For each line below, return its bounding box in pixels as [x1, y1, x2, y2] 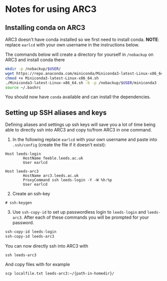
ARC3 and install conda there [5, 57, 65, 63]
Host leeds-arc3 [5, 169, 39, 174]
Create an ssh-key [12, 191, 51, 197]
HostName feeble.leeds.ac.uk [23, 156, 83, 161]
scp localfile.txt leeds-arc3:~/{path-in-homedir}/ [5, 271, 114, 276]
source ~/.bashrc [5, 85, 41, 90]
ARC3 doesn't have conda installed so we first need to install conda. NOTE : [5, 36, 160, 42]
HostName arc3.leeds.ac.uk [23, 173, 79, 178]
